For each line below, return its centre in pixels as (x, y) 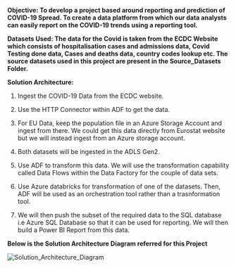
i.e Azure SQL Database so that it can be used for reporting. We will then (123, 222)
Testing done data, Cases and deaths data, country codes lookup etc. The (118, 53)
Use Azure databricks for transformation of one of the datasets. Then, (119, 186)
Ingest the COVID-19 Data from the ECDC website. (91, 96)
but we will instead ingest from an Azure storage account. (101, 138)
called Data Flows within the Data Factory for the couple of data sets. (118, 173)
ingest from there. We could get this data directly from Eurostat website (121, 130)
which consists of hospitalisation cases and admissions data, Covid (108, 46)
